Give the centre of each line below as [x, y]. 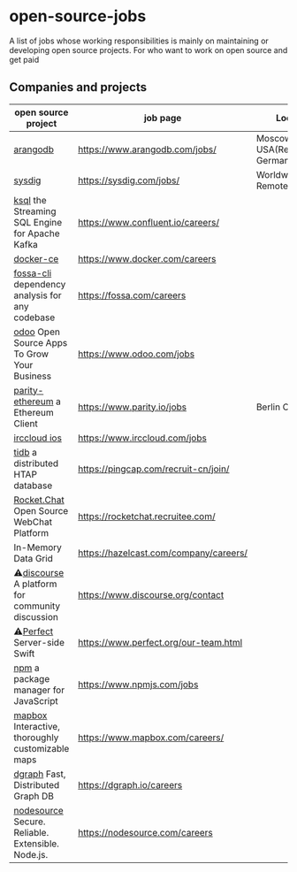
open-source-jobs [78, 16]
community [37, 606]
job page [163, 118]
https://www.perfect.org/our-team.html [160, 642]
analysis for [38, 295]
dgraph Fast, [40, 774]
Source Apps [41, 342]
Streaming [35, 211]
